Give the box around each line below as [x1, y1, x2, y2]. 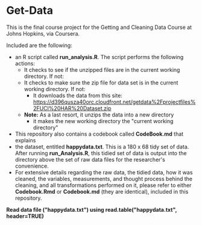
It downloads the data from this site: [33, 92, 122, 99]
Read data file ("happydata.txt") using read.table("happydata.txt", [6, 206, 177, 213]
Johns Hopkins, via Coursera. [6, 30, 80, 37]
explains [14, 136, 36, 144]
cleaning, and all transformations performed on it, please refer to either [14, 182, 192, 189]
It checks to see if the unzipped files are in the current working [24, 66, 180, 73]
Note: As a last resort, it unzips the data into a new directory [24, 111, 174, 118]
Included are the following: [6, 42, 72, 49]
